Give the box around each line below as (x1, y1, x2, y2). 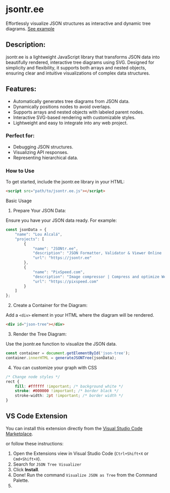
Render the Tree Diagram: (13, 331, 67, 337)
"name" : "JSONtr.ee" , (32, 246, 79, 251)
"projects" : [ (15, 237, 44, 242)
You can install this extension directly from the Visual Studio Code (6, 425, 143, 431)
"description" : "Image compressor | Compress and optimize (32, 274, 159, 279)
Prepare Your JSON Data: (13, 208, 66, 214)
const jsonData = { (6, 227, 47, 233)
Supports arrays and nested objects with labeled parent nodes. (13, 109, 144, 115)
